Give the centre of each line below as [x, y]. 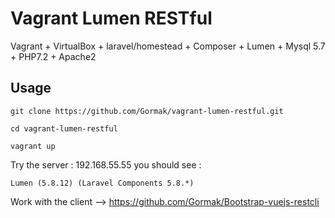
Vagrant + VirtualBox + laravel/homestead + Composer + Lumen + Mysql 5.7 [168, 46]
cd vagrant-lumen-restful [64, 128]
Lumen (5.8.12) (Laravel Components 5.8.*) [102, 183]
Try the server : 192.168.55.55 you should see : [106, 164]
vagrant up [33, 146]
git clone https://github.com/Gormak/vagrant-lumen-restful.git [147, 111]
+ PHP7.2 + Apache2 [53, 56]
